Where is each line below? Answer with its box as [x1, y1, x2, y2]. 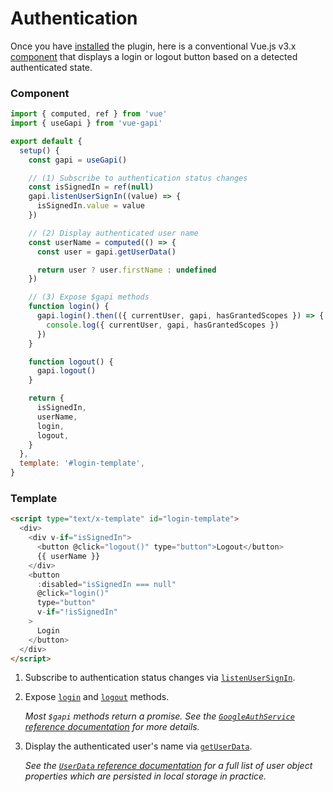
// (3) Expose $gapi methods [28, 292, 150, 302]
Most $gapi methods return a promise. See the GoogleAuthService [24, 710, 295, 722]
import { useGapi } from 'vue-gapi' [10, 118, 163, 129]
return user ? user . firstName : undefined [36, 265, 217, 275]
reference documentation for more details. [24, 721, 200, 733]
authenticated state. [10, 61, 93, 73]
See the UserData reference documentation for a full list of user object [24, 760, 313, 772]
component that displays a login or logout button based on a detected [10, 50, 298, 62]
